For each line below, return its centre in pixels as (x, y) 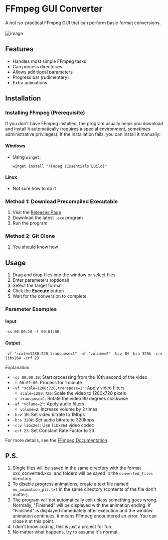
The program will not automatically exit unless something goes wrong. (85, 500)
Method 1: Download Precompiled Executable (61, 201)
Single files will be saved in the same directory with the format (77, 468)
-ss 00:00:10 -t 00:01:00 (32, 332)
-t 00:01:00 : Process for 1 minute (47, 382)
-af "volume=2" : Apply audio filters (48, 404)
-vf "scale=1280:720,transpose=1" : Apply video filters (68, 388)
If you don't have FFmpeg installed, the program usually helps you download (84, 124)
